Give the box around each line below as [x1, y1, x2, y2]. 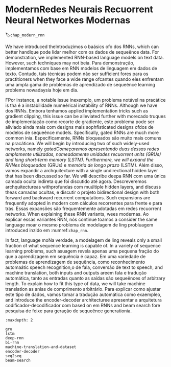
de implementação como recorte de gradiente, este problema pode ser [5, 119, 155, 125]
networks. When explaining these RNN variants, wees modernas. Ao [5, 211, 149, 217]
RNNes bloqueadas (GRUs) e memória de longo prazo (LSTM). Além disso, [5, 162, 163, 168]
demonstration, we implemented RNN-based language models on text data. [5, 54, 164, 60]
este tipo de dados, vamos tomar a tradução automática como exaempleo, [5, 291, 162, 297]
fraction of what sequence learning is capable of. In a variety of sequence [5, 242, 161, 248]
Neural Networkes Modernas [5, 14, 131, 26]
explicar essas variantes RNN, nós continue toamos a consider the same [5, 216, 158, 222]
